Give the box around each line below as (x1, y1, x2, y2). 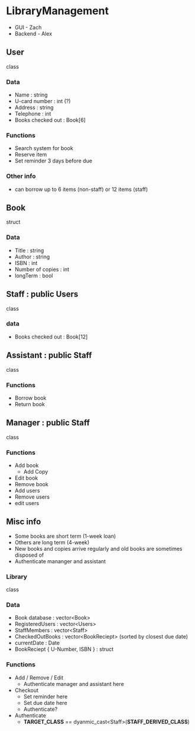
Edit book (14, 474, 38, 481)
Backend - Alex (14, 30, 53, 37)
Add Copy (23, 468, 48, 475)
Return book (14, 400, 45, 407)
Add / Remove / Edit (14, 674, 64, 681)
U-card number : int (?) (14, 98, 71, 105)
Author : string (14, 253, 50, 260)
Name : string (14, 91, 48, 98)
